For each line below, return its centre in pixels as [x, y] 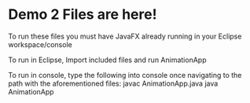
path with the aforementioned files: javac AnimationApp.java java [113, 83]
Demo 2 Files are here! [83, 15]
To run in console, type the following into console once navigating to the [125, 75]
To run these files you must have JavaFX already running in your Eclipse [125, 36]
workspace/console [40, 44]
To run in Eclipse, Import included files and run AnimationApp [107, 60]
